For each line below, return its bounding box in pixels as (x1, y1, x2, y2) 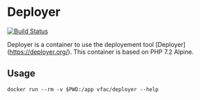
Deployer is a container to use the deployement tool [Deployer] (7, 40, 186, 48)
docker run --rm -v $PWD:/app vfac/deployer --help (7, 86, 159, 93)
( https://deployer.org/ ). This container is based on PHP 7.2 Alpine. (7, 48, 194, 56)
